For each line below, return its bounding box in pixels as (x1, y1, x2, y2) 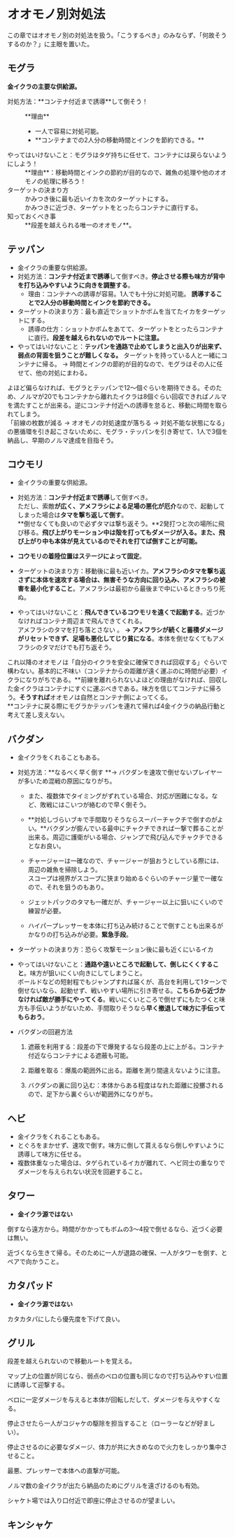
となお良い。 (27, 842, 65, 850)
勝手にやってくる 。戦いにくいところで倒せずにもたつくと (54, 995, 220, 1004)
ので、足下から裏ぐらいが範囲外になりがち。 (27, 1090, 157, 1099)
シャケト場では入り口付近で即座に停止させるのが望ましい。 (7, 1496, 179, 1505)
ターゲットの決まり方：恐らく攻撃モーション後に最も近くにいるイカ (17, 945, 214, 954)
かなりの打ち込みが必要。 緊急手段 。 (27, 930, 133, 939)
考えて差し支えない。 (7, 711, 69, 719)
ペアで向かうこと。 (7, 1257, 63, 1266)
